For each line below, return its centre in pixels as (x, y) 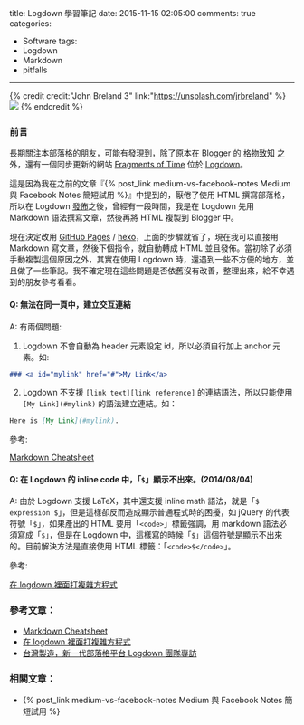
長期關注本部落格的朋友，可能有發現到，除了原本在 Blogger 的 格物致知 (142, 153)
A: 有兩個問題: (35, 326)
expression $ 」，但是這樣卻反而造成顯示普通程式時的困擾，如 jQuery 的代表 (149, 512)
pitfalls (35, 70)
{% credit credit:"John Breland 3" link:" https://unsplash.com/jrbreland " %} (148, 96)
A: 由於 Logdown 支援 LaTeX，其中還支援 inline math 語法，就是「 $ (134, 501)
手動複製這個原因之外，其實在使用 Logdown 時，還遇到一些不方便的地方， (148, 260)
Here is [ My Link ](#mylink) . (64, 421)
